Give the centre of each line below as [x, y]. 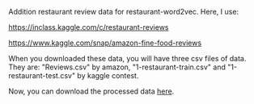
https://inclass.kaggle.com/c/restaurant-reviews [89, 27]
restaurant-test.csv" [42, 75]
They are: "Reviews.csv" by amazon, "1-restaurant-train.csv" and [117, 67]
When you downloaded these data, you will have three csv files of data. [127, 58]
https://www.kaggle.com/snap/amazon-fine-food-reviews [105, 43]
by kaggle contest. [108, 75]
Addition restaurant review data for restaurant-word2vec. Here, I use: [124, 12]
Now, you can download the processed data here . [91, 91]
